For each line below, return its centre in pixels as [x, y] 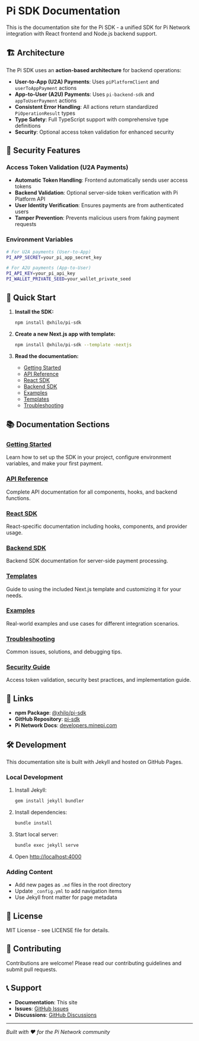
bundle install [33, 823]
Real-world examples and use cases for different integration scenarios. [93, 623]
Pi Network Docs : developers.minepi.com [66, 726]
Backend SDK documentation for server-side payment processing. [87, 561]
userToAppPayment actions [46, 88]
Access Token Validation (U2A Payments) [67, 167]
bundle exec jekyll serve [46, 845]
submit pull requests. [32, 969]
